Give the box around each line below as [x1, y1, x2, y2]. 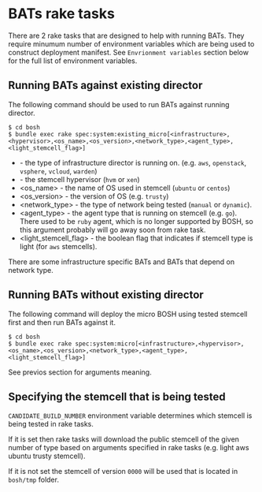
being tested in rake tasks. [8, 419, 94, 429]
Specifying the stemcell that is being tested [8, 389, 226, 403]
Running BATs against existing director [8, 79, 203, 92]
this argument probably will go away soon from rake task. [19, 225, 206, 234]
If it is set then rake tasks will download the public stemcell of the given [8, 434, 240, 444]
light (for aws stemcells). [19, 241, 98, 251]
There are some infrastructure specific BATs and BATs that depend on [8, 257, 234, 266]
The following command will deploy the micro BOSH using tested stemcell [8, 309, 248, 319]
